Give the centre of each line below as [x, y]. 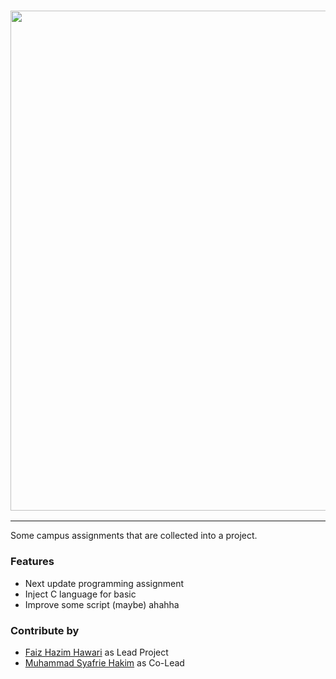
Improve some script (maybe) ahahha [102, 604]
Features [32, 562]
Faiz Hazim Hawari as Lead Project [96, 652]
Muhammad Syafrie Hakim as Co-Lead [104, 662]
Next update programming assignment [104, 583]
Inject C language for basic [80, 594]
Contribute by [45, 630]
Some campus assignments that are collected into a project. [134, 536]
